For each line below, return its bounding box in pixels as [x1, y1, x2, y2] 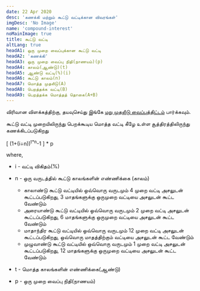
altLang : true [6, 42, 42, 48]
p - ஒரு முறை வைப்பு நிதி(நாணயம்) [14, 278, 96, 285]
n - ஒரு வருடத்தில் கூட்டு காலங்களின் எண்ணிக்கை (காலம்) [14, 175, 150, 182]
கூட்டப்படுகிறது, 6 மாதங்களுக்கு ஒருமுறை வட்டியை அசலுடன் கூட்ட [23, 213, 174, 221]
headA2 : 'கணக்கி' [6, 53, 48, 59]
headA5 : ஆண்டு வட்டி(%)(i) [6, 70, 71, 76]
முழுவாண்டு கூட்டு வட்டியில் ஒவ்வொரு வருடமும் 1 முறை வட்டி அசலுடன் [23, 240, 186, 247]
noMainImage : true [6, 31, 52, 37]
